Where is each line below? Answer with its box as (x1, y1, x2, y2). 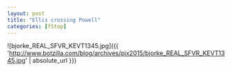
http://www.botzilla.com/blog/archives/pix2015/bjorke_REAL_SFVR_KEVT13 (9, 49, 225, 57)
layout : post (7, 10, 45, 17)
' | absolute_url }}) (25, 57, 77, 65)
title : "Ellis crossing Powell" (7, 17, 101, 23)
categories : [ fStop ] (7, 23, 67, 30)
